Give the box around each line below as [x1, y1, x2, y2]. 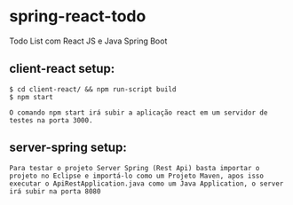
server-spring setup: [9, 140, 127, 155]
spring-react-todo [9, 6, 146, 27]
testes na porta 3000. [9, 115, 93, 125]
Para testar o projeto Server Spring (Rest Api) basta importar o [9, 163, 260, 172]
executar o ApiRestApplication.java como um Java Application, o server [9, 179, 284, 188]
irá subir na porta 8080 [9, 186, 101, 196]
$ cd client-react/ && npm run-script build [9, 84, 177, 94]
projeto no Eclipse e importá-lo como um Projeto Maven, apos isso [9, 171, 265, 180]
